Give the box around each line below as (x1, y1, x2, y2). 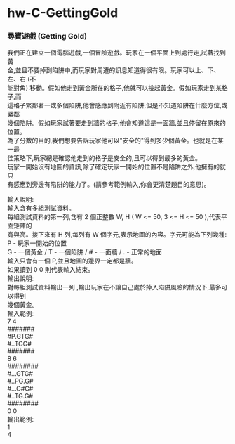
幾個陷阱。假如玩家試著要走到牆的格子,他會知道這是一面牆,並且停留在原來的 (7, 119, 227, 127)
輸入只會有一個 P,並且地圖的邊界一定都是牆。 (7, 256, 138, 265)
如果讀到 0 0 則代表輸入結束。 (7, 266, 95, 274)
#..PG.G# (7, 377, 34, 386)
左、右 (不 (7, 75, 36, 84)
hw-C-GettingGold (7, 5, 119, 21)
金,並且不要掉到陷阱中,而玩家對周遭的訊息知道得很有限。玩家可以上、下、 (7, 66, 220, 74)
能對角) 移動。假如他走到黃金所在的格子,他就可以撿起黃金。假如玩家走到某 (7, 84, 222, 92)
